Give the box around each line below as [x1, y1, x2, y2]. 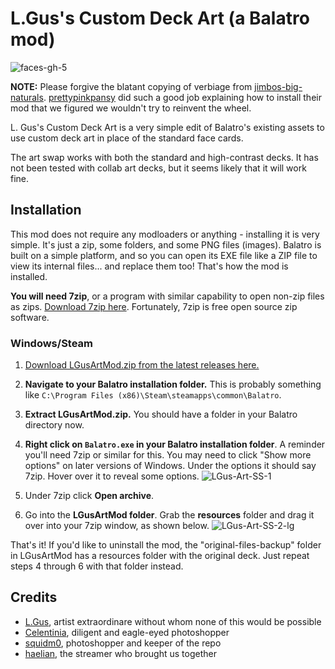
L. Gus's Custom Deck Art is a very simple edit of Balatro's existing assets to [10, 121, 325, 133]
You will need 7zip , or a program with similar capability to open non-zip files [10, 290, 325, 302]
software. [10, 311, 50, 323]
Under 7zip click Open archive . [24, 490, 155, 502]
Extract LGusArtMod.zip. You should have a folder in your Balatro [24, 408, 298, 421]
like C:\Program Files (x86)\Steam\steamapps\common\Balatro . [24, 389, 282, 401]
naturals [10, 91, 44, 103]
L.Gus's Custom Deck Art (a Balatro [10, 7, 310, 30]
